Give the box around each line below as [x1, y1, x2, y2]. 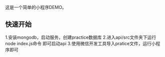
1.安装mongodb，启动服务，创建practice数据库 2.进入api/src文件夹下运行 [5, 34, 156, 40]
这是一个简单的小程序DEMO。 [5, 4, 66, 10]
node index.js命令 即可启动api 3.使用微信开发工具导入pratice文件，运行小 [5, 40, 156, 46]
